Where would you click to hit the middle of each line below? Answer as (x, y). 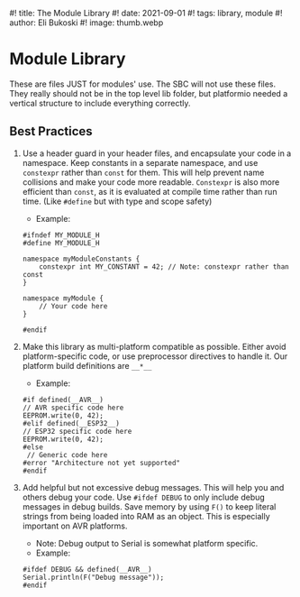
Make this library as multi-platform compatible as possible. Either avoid (154, 346)
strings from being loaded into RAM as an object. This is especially (146, 516)
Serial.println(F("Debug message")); (93, 577)
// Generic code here (67, 455)
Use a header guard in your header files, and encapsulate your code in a (157, 153)
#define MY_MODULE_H (61, 243)
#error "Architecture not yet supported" (101, 463)
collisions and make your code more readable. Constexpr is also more (151, 182)
